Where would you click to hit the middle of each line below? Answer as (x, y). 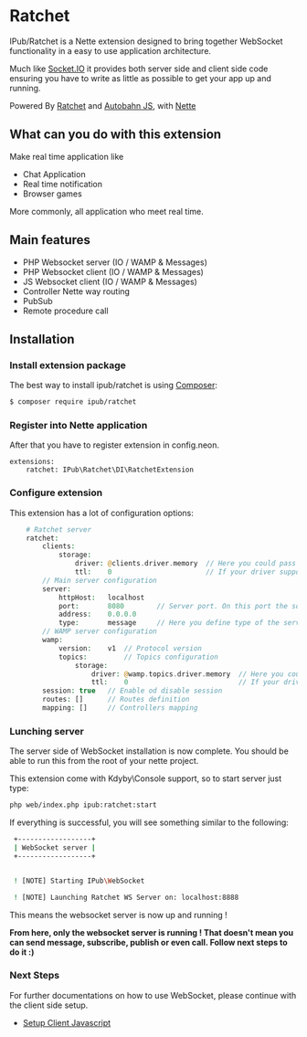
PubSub (37, 301)
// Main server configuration (100, 580)
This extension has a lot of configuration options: (101, 513)
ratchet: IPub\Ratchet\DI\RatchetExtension (110, 470)
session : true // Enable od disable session (132, 691)
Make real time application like (67, 156)
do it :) (22, 952)
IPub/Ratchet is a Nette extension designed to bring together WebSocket (146, 41)
